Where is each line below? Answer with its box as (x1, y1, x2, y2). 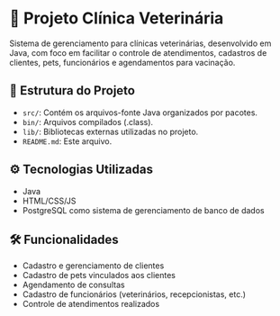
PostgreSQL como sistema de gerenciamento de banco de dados (22, 204, 265, 215)
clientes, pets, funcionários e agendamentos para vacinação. (9, 57, 236, 68)
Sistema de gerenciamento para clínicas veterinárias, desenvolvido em (9, 38, 272, 49)
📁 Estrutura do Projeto (9, 83, 135, 98)
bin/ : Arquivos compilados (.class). (22, 116, 154, 127)
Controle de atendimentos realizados (22, 299, 160, 310)
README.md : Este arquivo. (22, 135, 113, 147)
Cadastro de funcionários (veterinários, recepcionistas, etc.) (22, 289, 246, 300)
